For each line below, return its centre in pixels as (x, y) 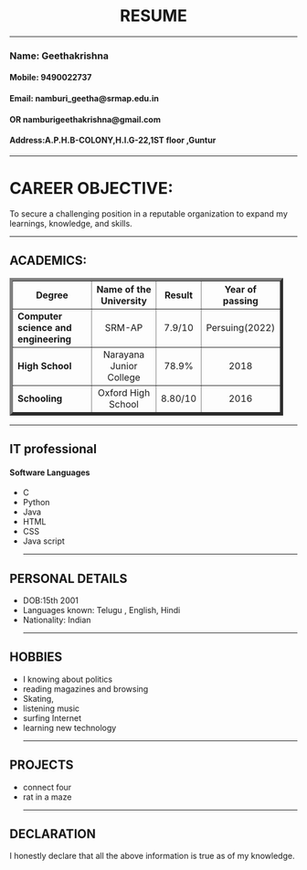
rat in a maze (47, 797)
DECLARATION (53, 834)
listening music (51, 708)
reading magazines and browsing (85, 689)
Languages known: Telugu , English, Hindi (101, 610)
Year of (241, 289)
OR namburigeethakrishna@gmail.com (85, 119)
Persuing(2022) (241, 327)
